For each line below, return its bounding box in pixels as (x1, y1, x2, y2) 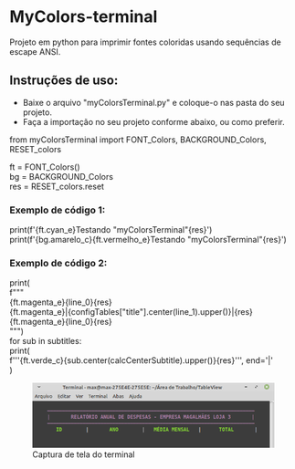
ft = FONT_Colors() (9, 162, 80, 172)
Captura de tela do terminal (32, 449, 135, 460)
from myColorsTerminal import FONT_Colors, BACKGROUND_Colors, (9, 134, 267, 145)
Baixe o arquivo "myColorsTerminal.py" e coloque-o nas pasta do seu (22, 97, 285, 108)
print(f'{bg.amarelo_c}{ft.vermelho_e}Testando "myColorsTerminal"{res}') (9, 234, 288, 245)
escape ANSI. (9, 46, 61, 57)
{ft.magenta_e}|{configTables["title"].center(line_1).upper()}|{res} (9, 307, 254, 318)
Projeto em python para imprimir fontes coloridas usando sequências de (9, 36, 281, 47)
